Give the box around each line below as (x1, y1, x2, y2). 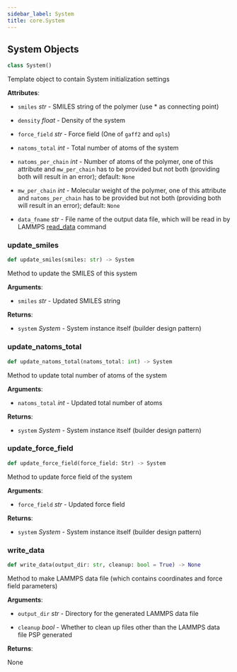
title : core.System (7, 17, 65, 24)
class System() (7, 62, 52, 70)
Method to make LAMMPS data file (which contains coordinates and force (7, 574, 223, 583)
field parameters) (7, 581, 58, 590)
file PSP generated (17, 630, 73, 639)
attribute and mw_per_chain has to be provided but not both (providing (17, 165, 220, 174)
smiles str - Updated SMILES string (17, 297, 121, 305)
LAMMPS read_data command (17, 223, 107, 231)
